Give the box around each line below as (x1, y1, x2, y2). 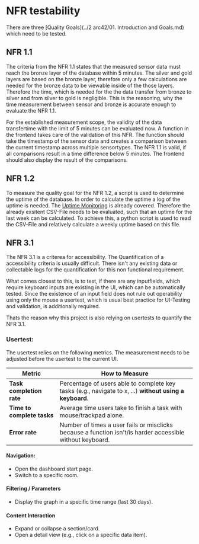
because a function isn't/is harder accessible (59, 428, 185, 436)
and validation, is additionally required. (6, 303, 101, 310)
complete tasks (9, 411, 54, 419)
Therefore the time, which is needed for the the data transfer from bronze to (6, 88, 192, 95)
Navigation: (6, 452, 36, 459)
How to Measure (101, 369, 149, 377)
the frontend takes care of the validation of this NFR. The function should (6, 131, 185, 138)
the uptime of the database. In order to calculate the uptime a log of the (6, 196, 181, 203)
